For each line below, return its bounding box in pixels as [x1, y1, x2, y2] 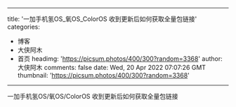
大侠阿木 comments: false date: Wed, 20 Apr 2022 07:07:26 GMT [17, 64, 206, 71]
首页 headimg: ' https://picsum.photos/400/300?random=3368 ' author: [17, 55, 223, 63]
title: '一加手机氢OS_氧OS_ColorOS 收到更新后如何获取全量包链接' [7, 15, 197, 23]
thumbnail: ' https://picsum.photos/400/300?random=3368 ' [17, 71, 190, 79]
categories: [7, 22, 40, 31]
